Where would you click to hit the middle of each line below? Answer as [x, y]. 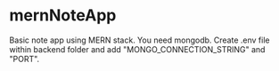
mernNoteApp [63, 16]
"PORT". [25, 59]
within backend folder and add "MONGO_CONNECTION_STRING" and [137, 49]
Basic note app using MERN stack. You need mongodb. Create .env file [139, 40]
